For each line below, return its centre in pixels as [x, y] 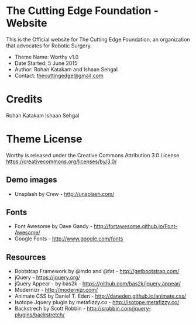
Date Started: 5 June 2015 [46, 63]
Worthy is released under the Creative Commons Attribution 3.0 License [93, 155]
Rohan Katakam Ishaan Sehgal [43, 115]
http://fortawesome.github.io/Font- [135, 226]
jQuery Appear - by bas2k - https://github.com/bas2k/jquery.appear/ [98, 284]
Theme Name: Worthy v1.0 [47, 57]
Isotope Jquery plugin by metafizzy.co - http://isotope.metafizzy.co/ [97, 302]
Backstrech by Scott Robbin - [50, 309]
